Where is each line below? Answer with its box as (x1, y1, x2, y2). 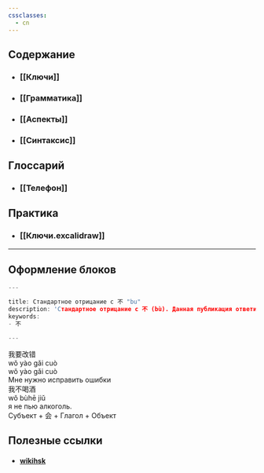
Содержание (8, 48, 76, 61)
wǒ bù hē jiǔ (8, 393, 46, 402)
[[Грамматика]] (19, 92, 82, 103)
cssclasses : (8, 11, 47, 20)
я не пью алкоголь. (8, 401, 72, 411)
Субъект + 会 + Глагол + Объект (8, 410, 116, 420)
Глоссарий (8, 159, 65, 172)
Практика (8, 207, 59, 220)
